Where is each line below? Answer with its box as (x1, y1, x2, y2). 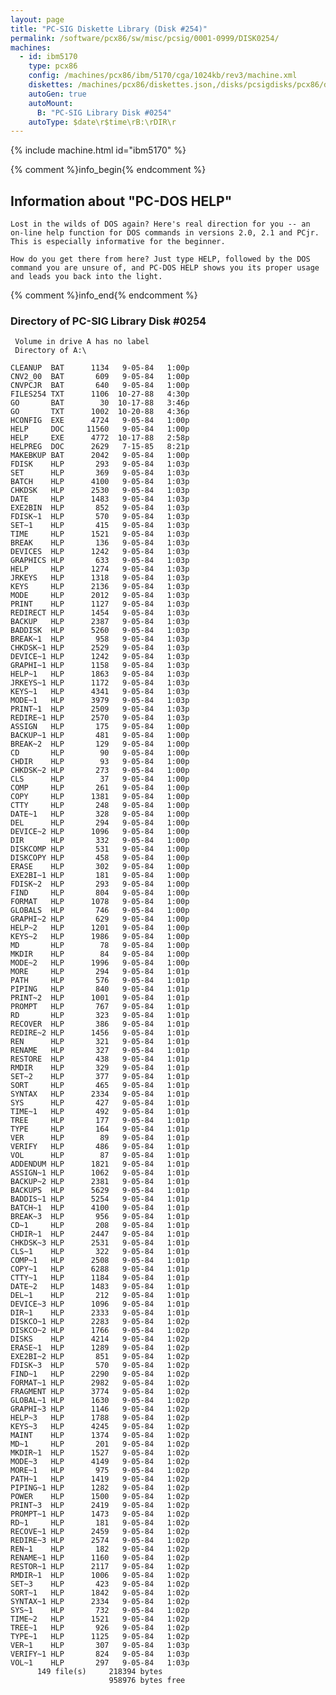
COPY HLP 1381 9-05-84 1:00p (10, 792, 190, 802)
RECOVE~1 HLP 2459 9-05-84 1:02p (10, 1527, 190, 1537)
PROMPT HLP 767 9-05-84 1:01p (10, 1002, 190, 1012)
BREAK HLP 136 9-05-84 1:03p (10, 538, 190, 548)
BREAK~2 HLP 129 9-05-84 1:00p (10, 739, 190, 750)
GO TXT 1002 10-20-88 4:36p (10, 407, 190, 417)
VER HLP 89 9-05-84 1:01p (10, 1133, 190, 1143)
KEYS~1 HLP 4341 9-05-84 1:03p (10, 687, 190, 697)
